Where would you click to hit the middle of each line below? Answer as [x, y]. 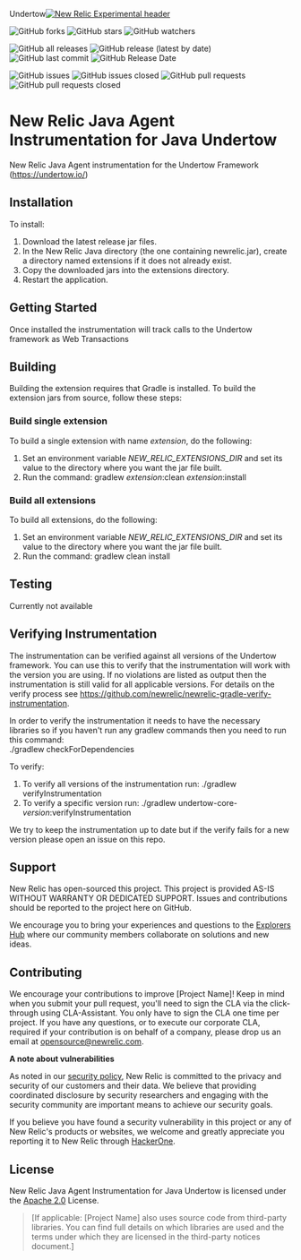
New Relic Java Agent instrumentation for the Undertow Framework [134, 165]
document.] [52, 1247]
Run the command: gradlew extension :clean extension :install [134, 477]
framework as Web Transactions [69, 339]
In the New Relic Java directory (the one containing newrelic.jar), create [155, 251]
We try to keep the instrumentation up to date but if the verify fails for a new [149, 829]
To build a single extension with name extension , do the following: [131, 441]
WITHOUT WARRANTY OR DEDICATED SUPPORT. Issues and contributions [149, 898]
